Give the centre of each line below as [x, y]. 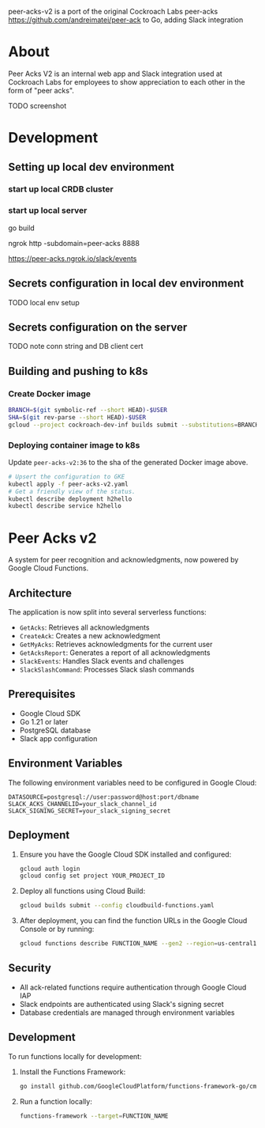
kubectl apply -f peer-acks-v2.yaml [68, 484]
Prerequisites [42, 694]
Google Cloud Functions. [49, 568]
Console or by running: [57, 929]
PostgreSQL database [55, 730]
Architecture [40, 593]
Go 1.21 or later [44, 721]
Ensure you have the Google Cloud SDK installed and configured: [125, 854]
